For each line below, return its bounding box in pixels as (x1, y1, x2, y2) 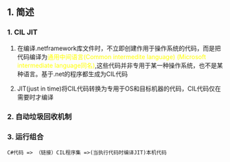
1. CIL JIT (7, 27, 38, 37)
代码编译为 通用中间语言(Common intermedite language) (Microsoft (16, 52, 207, 60)
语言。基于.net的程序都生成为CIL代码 (23, 69, 128, 78)
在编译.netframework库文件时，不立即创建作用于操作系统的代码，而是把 (16, 44, 221, 52)
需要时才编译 (16, 93, 54, 101)
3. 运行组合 (7, 132, 44, 141)
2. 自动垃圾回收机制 (7, 112, 72, 121)
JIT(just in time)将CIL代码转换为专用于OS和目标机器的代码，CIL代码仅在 (16, 84, 222, 93)
